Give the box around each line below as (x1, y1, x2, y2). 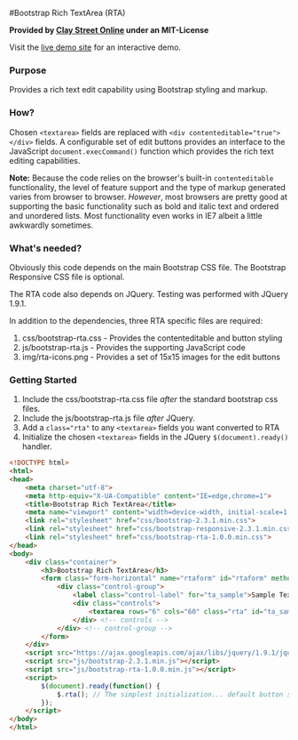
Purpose (9, 64, 47, 76)
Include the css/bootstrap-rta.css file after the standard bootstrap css (21, 394, 278, 405)
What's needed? (9, 242, 82, 254)
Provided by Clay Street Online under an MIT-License (9, 25, 209, 35)
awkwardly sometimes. (9, 220, 94, 230)
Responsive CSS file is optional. (9, 271, 125, 282)
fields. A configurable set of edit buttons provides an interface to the (35, 136, 286, 147)
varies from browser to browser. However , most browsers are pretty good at (9, 191, 288, 202)
